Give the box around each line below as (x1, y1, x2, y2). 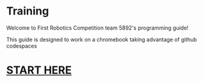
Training (6, 4, 50, 18)
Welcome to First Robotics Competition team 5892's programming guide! (6, 24, 189, 31)
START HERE (6, 63, 72, 77)
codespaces (6, 42, 38, 49)
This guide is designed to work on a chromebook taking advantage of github (6, 36, 197, 43)
